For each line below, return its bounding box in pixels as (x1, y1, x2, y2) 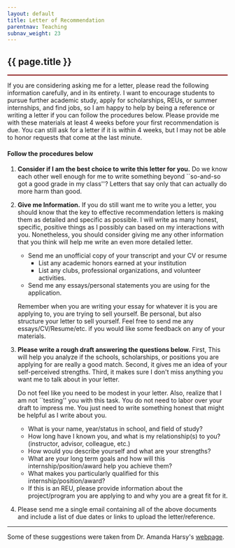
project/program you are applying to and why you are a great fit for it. (27, 491, 228, 500)
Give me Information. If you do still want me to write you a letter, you (17, 201, 217, 209)
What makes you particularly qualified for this (27, 470, 159, 478)
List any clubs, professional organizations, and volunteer (38, 267, 201, 275)
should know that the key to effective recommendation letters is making (17, 208, 224, 217)
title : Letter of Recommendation (7, 17, 105, 24)
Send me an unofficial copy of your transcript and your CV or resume (27, 251, 227, 260)
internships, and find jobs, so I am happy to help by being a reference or (7, 104, 215, 112)
